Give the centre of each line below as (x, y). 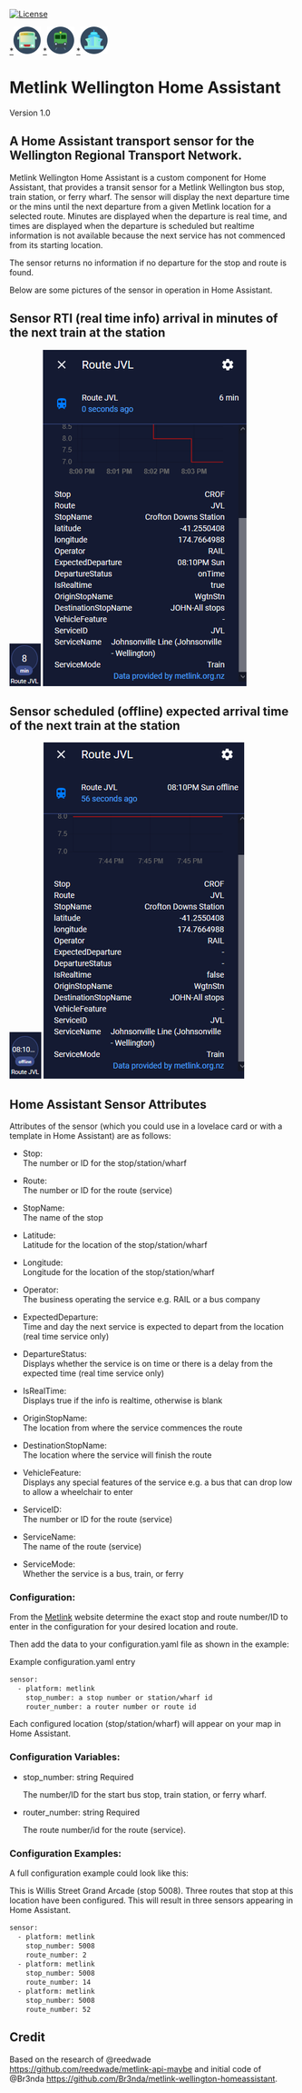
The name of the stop (63, 1218)
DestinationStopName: (64, 1446)
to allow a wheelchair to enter (78, 1492)
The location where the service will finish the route (117, 1455)
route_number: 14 (58, 1983)
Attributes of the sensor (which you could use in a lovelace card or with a (146, 1126)
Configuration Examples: (66, 1853)
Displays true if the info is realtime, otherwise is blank (122, 1400)
